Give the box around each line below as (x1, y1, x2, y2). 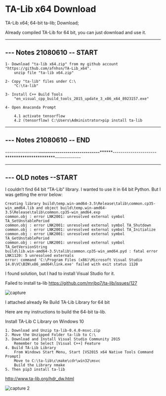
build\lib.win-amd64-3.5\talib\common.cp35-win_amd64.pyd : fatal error (5, 249, 158, 254)
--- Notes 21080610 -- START (5, 49, 98, 57)
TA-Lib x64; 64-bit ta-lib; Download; (5, 20, 79, 26)
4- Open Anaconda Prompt (5, 105, 56, 110)
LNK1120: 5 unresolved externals (5, 253, 74, 258)
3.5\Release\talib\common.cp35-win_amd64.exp (5, 210, 100, 215)
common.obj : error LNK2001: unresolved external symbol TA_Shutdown (5, 223, 152, 228)
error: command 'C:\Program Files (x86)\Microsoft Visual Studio (5, 257, 142, 263)
